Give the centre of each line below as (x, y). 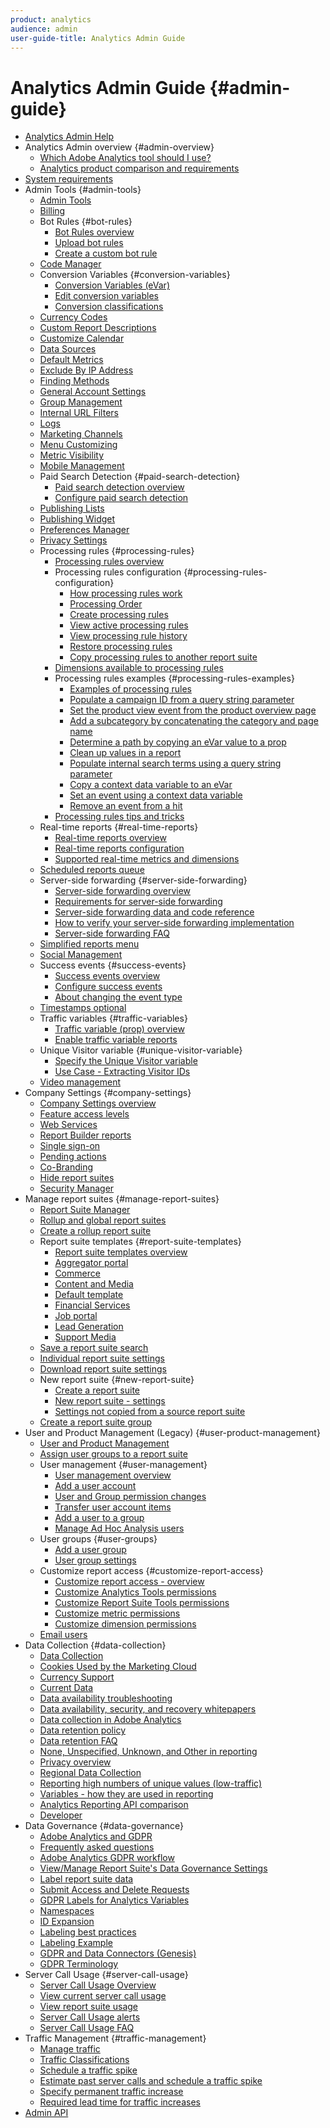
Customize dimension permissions (125, 1624)
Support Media (85, 1337)
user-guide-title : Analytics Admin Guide (98, 38)
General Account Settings (93, 392)
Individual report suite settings (102, 1358)
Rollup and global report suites (103, 1220)
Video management (80, 1082)
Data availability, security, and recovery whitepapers (148, 1709)
